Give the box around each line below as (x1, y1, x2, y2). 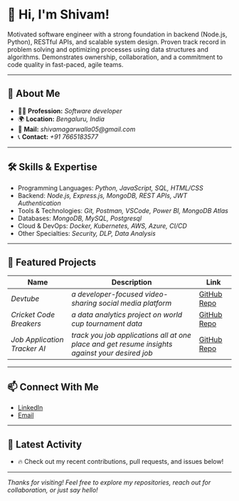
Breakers (11, 319, 41, 329)
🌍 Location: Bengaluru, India (17, 114, 105, 123)
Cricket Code (11, 310, 55, 320)
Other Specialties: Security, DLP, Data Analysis (17, 229, 156, 237)
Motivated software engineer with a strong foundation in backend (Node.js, (7, 30, 228, 38)
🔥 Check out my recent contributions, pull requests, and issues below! (17, 458, 224, 465)
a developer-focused (70, 289, 144, 299)
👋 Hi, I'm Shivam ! (7, 6, 110, 23)
